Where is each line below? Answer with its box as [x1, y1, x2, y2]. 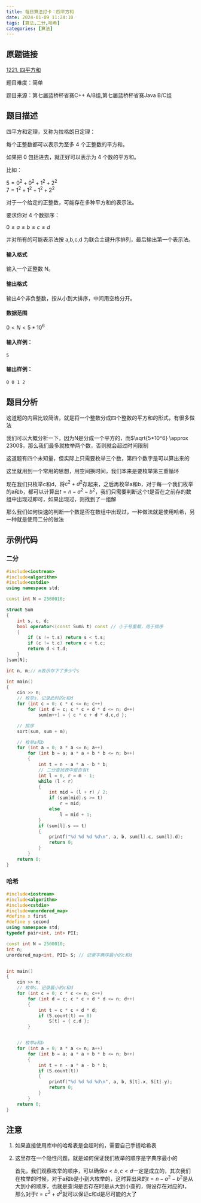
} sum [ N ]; [6, 657, 28, 663]
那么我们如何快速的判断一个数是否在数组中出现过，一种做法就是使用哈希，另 [6, 508, 195, 515]
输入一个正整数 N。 [6, 265, 54, 273]
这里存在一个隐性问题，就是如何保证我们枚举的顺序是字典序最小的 [14, 1154, 178, 1162]
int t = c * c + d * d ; [38, 1007, 98, 1013]
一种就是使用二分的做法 [6, 515, 64, 523]
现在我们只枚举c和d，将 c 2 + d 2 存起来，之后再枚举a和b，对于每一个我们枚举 [6, 479, 194, 487]
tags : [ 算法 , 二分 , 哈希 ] [6, 20, 60, 26]
